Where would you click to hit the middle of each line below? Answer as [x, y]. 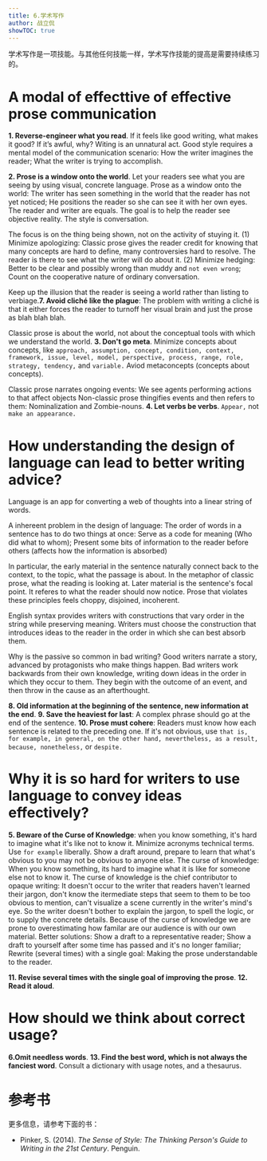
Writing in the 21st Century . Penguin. [80, 1148]
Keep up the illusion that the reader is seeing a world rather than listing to [129, 293]
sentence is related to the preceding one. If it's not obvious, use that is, [128, 731]
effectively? [49, 813]
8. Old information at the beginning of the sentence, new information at [128, 706]
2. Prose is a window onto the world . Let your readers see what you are [127, 177]
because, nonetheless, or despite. [66, 747]
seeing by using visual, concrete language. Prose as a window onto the [125, 185]
